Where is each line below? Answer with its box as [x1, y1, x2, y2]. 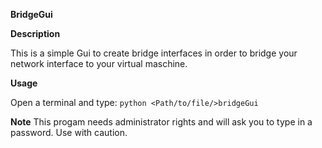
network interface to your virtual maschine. [10, 58, 188, 69]
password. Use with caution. [10, 127, 128, 138]
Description [10, 28, 61, 39]
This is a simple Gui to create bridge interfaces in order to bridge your [10, 47, 298, 59]
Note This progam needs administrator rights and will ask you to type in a [10, 116, 313, 128]
